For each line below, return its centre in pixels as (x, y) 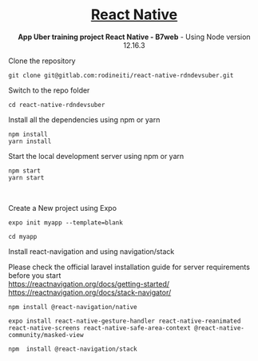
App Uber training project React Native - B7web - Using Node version (134, 37)
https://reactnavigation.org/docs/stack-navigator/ (90, 292)
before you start (35, 275)
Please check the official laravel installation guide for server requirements (129, 267)
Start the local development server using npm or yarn (96, 156)
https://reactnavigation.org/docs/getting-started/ (89, 284)
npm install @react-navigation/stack (73, 349)
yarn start (26, 177)
